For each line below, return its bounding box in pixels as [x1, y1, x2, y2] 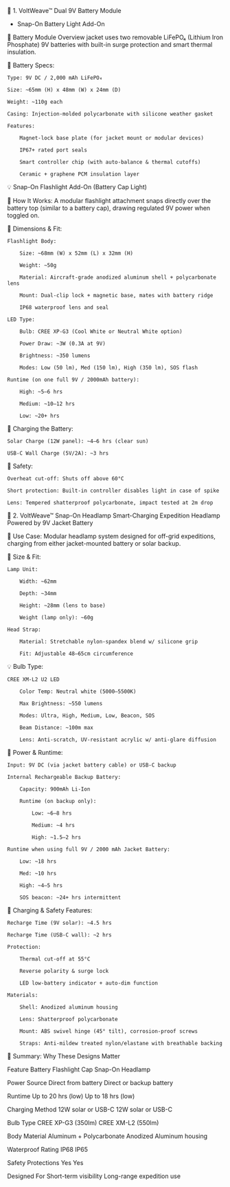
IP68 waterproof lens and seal [19, 304, 109, 311]
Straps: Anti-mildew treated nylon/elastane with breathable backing [19, 1040, 223, 1047]
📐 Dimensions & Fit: [7, 224, 62, 233]
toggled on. [7, 211, 40, 220]
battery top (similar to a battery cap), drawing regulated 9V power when [7, 204, 211, 212]
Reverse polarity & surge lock [19, 967, 109, 974]
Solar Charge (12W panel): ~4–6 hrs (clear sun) [7, 438, 149, 445]
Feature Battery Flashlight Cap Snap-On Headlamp [7, 1065, 151, 1073]
